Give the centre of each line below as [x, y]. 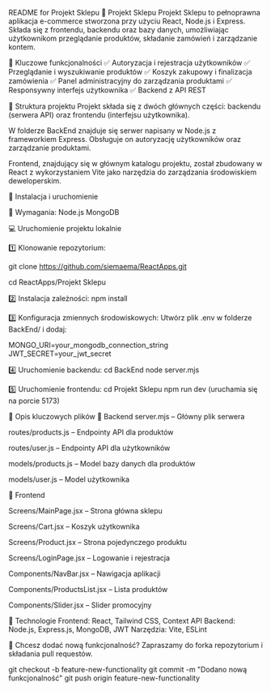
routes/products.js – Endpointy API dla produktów [91, 432]
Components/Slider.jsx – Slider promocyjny [80, 605]
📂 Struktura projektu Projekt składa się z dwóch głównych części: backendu [135, 106]
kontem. [22, 47]
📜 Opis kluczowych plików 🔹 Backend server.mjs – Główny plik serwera [127, 416]
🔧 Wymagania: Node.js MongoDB [64, 212]
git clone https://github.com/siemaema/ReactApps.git [98, 266]
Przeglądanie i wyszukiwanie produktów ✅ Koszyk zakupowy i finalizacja [130, 72]
